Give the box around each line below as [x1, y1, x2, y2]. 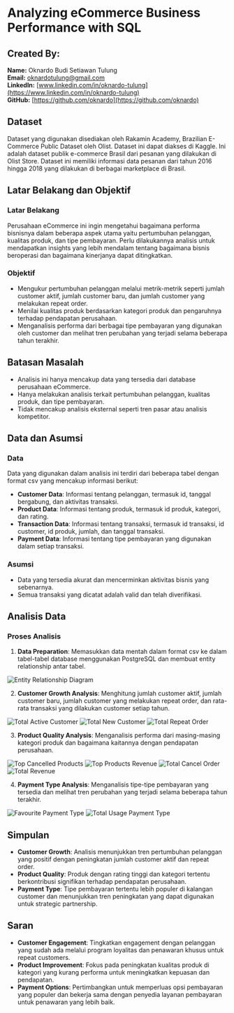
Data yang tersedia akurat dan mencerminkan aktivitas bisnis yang [17, 575, 210, 584]
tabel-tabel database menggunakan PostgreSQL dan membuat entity [17, 655, 216, 663]
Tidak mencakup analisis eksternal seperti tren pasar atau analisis [17, 405, 207, 413]
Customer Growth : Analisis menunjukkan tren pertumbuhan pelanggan [17, 847, 222, 857]
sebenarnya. [17, 583, 54, 591]
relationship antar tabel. [17, 662, 86, 671]
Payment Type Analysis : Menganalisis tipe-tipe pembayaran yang [17, 780, 210, 789]
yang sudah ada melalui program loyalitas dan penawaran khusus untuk [17, 945, 224, 954]
